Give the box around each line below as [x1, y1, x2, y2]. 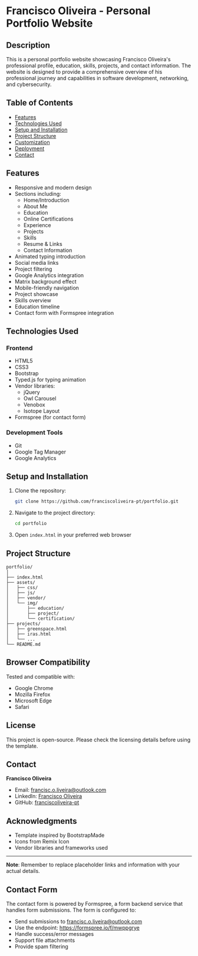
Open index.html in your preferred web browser [14, 531, 131, 538]
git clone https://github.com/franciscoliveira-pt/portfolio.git [14, 498, 179, 505]
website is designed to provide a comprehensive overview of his [6, 68, 163, 75]
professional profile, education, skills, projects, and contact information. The [6, 62, 192, 69]
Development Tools [6, 429, 63, 437]
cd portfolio [14, 521, 47, 527]
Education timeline [14, 303, 60, 310]
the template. [6, 742, 38, 750]
